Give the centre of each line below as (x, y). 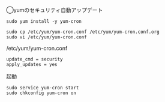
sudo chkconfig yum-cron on (41, 93)
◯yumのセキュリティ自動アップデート (55, 10)
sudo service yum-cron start (43, 88)
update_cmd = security (34, 59)
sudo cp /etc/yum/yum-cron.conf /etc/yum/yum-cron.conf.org (83, 32)
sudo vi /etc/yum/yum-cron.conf (46, 37)
